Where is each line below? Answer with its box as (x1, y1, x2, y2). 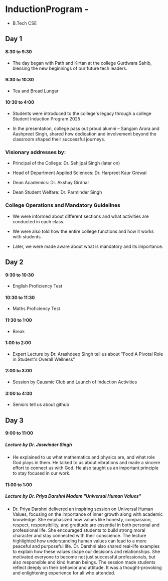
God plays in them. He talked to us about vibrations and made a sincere (12, 460, 160, 466)
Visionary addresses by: (5, 149, 66, 156)
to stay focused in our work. (12, 470, 71, 476)
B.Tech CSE (12, 20, 37, 26)
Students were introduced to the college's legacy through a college (12, 110, 152, 116)
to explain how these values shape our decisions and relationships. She (12, 548, 160, 554)
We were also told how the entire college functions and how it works (12, 228, 154, 234)
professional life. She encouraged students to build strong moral (12, 527, 145, 533)
